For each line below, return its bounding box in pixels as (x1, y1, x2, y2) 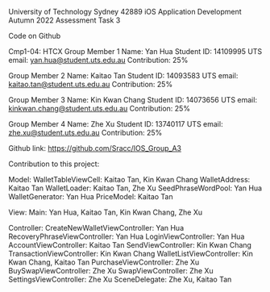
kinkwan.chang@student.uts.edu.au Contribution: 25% (8, 104, 191, 113)
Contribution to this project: (8, 159, 100, 169)
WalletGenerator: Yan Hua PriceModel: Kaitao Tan (8, 192, 173, 201)
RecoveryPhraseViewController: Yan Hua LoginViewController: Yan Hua (8, 232, 245, 241)
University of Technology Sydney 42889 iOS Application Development (8, 7, 242, 16)
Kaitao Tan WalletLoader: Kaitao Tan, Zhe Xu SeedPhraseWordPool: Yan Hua (8, 183, 263, 193)
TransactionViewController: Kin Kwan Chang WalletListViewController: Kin (8, 249, 254, 258)
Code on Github (8, 31, 61, 40)
